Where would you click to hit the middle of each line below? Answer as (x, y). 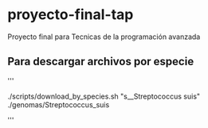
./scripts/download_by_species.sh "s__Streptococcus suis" (104, 96)
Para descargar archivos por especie (101, 62)
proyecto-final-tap (71, 15)
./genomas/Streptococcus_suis (59, 104)
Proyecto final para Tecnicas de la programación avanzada (104, 37)
